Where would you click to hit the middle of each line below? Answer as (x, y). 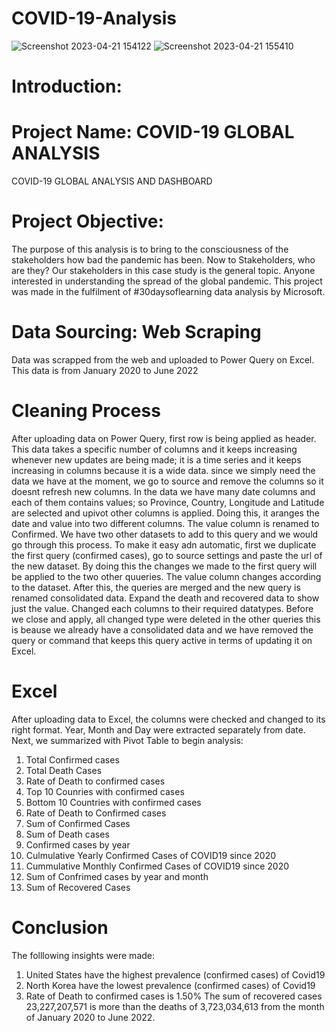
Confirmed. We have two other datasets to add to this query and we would (165, 534)
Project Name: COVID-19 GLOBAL (153, 132)
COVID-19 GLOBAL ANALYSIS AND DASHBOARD (112, 181)
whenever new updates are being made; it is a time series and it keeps (156, 459)
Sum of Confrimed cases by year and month (117, 876)
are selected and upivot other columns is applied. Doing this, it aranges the (165, 513)
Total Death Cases (64, 770)
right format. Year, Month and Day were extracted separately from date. (158, 729)
